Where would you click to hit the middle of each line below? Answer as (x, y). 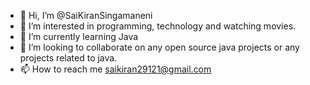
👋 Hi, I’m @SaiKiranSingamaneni (86, 15)
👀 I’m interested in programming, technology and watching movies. (158, 26)
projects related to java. (68, 58)
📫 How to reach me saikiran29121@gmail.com (115, 69)
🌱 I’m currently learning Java (79, 36)
